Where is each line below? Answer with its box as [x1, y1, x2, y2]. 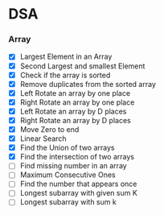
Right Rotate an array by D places [19, 115, 131, 125]
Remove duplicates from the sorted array [19, 79, 157, 89]
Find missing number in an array [19, 161, 127, 171]
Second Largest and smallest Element [19, 61, 146, 71]
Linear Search [19, 134, 67, 143]
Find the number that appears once [19, 179, 137, 189]
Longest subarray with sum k [19, 197, 117, 207]
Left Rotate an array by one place [19, 88, 131, 97]
